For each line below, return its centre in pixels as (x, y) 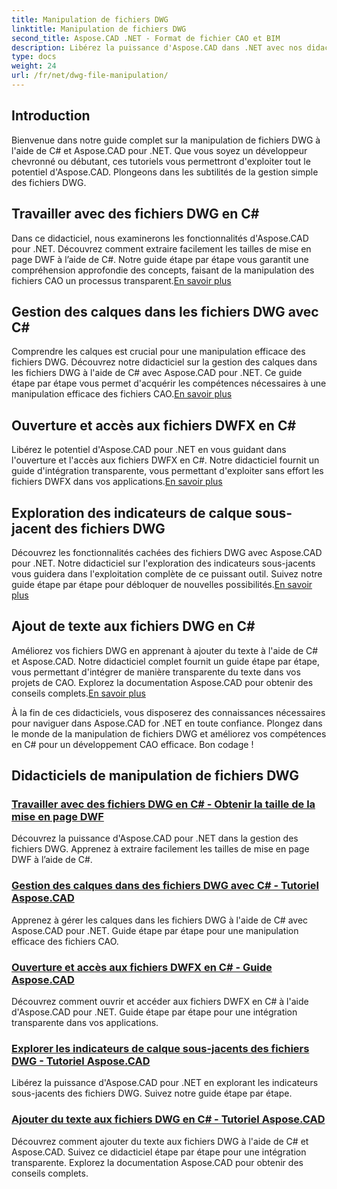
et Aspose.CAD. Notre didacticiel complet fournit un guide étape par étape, (166, 661)
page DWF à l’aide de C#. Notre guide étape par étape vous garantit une (160, 259)
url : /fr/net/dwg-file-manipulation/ (90, 76)
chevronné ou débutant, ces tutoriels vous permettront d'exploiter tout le (161, 161)
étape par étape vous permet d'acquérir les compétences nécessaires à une (169, 383)
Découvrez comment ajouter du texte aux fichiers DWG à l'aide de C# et (160, 1141)
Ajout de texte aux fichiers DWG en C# (133, 626)
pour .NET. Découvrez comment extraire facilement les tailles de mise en (161, 248)
